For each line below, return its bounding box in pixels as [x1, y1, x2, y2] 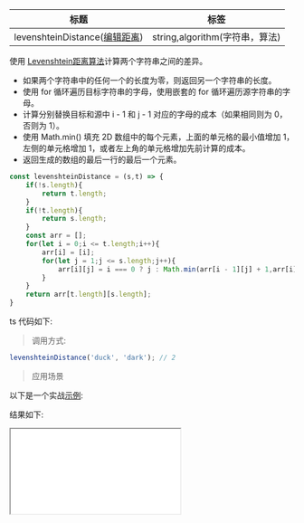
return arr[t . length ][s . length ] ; [25, 290, 152, 300]
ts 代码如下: [9, 316, 52, 327]
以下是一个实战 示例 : [9, 389, 84, 401]
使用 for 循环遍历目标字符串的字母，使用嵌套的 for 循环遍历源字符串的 [22, 86, 283, 97]
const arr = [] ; [25, 231, 88, 241]
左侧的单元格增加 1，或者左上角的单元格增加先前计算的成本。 [22, 143, 251, 153]
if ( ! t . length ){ [25, 205, 83, 215]
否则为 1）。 [22, 120, 65, 130]
